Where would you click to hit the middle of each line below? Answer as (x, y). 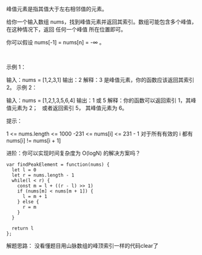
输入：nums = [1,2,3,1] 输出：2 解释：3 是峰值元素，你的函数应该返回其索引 (100, 80)
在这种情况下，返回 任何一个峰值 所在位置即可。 (66, 29)
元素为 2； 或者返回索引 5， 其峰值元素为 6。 (69, 108)
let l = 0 (24, 170)
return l (23, 228)
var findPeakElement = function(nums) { (58, 165)
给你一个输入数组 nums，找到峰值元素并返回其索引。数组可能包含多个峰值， (102, 22)
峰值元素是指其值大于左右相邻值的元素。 (57, 9)
